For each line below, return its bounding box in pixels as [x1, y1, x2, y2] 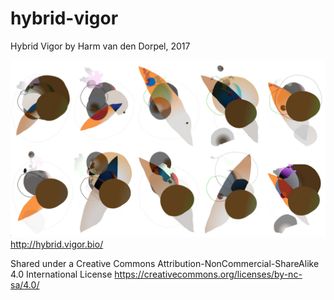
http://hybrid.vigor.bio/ [10, 238, 104, 251]
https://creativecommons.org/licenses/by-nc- [114, 268, 303, 281]
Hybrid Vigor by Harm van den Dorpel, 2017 [10, 40, 191, 52]
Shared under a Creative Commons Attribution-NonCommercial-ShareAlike [10, 258, 320, 270]
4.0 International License [10, 268, 113, 281]
